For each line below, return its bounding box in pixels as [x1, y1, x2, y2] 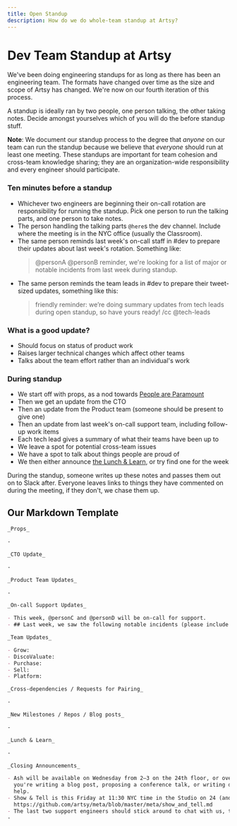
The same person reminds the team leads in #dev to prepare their [17, 279, 209, 287]
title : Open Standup [7, 10, 68, 18]
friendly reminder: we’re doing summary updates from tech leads [35, 300, 224, 309]
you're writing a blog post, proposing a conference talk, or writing [13, 782, 226, 789]
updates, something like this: [35, 287, 119, 295]
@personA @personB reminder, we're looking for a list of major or [35, 258, 227, 266]
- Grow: [7, 647, 30, 654]
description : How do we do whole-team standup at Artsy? [7, 17, 178, 24]
